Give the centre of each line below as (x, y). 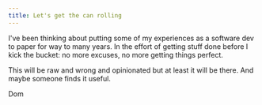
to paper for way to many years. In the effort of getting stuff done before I (128, 46)
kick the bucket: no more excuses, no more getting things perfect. (116, 54)
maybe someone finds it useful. (59, 78)
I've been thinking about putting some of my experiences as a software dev (131, 38)
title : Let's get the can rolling (65, 15)
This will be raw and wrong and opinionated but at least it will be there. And (131, 70)
